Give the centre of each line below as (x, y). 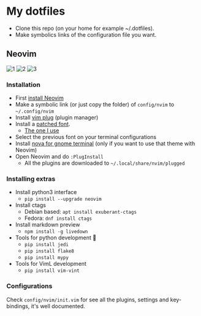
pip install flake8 (49, 251)
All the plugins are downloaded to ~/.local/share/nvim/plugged (104, 163)
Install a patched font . (43, 124)
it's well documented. (58, 306)
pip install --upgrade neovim (63, 199)
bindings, (18, 306)
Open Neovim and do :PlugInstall (59, 157)
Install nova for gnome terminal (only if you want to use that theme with (105, 144)
